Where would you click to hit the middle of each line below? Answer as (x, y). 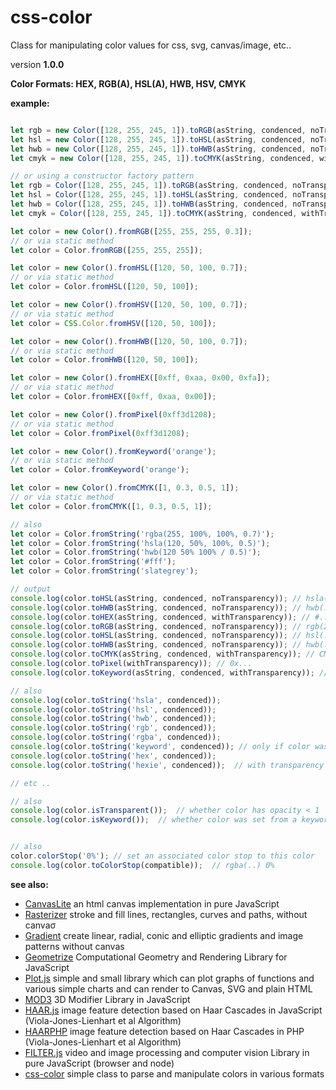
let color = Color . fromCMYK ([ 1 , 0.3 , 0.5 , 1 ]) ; (111, 506)
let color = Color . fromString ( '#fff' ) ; (93, 562)
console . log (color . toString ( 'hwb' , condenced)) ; (113, 719)
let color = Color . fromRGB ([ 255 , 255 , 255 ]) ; (106, 250)
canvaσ (40, 925)
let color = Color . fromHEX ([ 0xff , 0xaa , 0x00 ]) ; (113, 397)
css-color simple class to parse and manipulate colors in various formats (174, 1073)
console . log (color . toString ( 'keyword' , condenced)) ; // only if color (160, 747)
